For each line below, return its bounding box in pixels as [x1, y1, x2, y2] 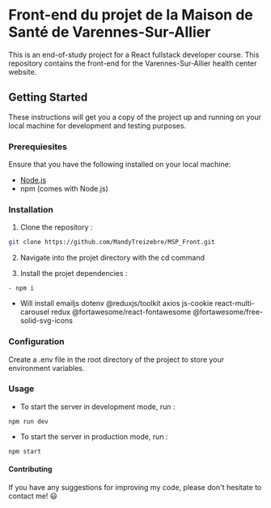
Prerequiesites [8, 140, 67, 152]
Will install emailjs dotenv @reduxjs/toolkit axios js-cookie [19, 299, 214, 308]
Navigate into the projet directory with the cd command [19, 253, 205, 263]
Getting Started [8, 91, 88, 105]
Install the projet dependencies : [19, 269, 128, 278]
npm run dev [8, 417, 49, 425]
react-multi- [214, 299, 255, 308]
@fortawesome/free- [193, 307, 264, 317]
